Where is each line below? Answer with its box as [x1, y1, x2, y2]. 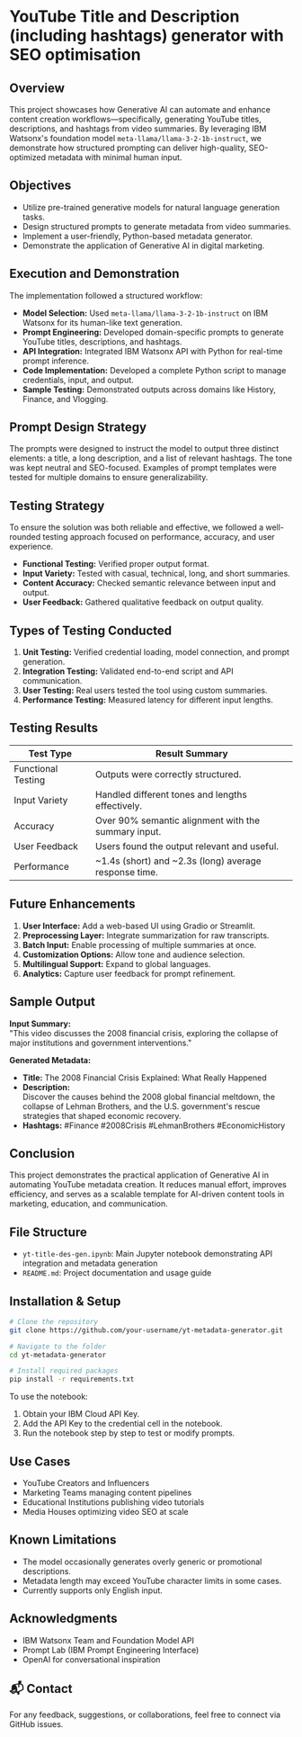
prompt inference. [22, 355, 90, 366]
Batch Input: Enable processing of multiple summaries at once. [22, 939, 257, 950]
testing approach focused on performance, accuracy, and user [42, 532, 276, 542]
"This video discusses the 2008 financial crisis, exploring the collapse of [9, 1027, 279, 1038]
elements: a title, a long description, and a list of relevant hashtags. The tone [9, 452, 293, 464]
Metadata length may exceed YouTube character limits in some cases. [22, 1575, 282, 1586]
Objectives [9, 178, 72, 193]
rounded [9, 532, 41, 542]
